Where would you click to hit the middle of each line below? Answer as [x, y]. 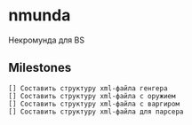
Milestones [40, 68]
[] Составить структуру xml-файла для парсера [96, 112]
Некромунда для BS [47, 40]
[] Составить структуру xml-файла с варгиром [94, 104]
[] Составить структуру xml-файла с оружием [92, 96]
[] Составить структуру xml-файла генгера [88, 88]
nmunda [40, 16]
